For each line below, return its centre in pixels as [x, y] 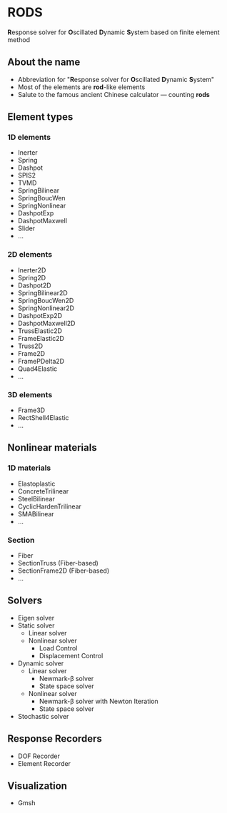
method [19, 39]
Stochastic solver [43, 716]
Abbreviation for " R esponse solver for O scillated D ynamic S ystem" [116, 79]
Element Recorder [44, 763]
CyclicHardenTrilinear [50, 506]
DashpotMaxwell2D [46, 323]
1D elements [29, 138]
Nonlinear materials [52, 448]
